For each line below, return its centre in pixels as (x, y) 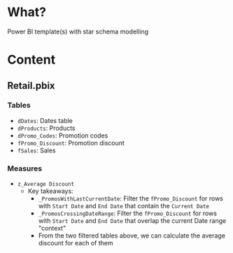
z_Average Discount (46, 185)
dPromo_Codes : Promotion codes (63, 135)
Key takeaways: (50, 191)
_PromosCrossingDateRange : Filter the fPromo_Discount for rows (127, 213)
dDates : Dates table (45, 120)
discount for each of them (76, 243)
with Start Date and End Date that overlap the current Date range (132, 221)
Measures (25, 168)
